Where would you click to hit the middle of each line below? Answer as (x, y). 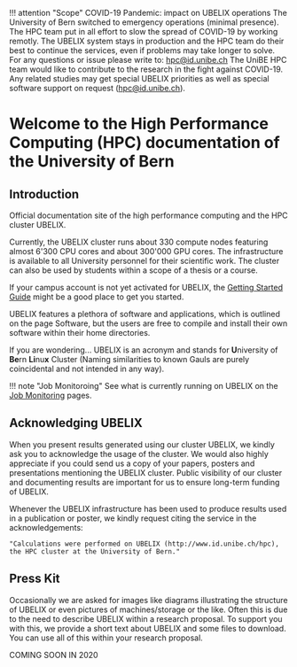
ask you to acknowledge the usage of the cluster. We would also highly (139, 454)
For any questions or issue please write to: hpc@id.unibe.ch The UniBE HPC (148, 60)
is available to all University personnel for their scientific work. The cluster (145, 261)
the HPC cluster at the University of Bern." (94, 551)
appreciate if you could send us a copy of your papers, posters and (132, 463)
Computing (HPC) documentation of (145, 143)
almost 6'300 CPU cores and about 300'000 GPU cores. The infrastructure (146, 251)
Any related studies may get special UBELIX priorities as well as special (139, 78)
